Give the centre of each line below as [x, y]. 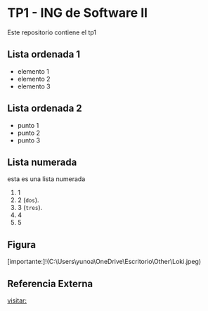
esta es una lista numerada [46, 179]
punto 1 [28, 125]
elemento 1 [33, 71]
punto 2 [29, 133]
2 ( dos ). [28, 200]
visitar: [17, 300]
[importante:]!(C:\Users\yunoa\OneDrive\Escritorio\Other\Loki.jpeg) [104, 262]
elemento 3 [34, 86]
